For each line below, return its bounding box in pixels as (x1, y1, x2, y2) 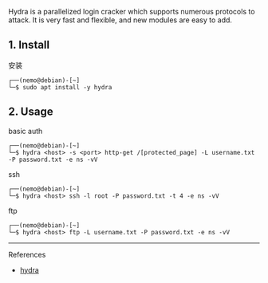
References (8, 250, 46, 259)
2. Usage (8, 105, 53, 119)
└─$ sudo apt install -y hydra (8, 83, 112, 91)
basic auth (8, 126, 43, 136)
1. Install (8, 38, 50, 52)
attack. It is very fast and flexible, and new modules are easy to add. (8, 15, 233, 25)
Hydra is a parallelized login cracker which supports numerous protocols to (8, 7, 255, 16)
